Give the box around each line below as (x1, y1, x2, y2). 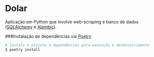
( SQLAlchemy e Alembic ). (5, 24, 57, 29)
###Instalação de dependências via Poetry (5, 33, 92, 39)
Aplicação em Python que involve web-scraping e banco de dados (5, 19, 139, 25)
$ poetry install (5, 47, 40, 52)
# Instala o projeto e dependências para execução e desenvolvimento (5, 43, 150, 47)
